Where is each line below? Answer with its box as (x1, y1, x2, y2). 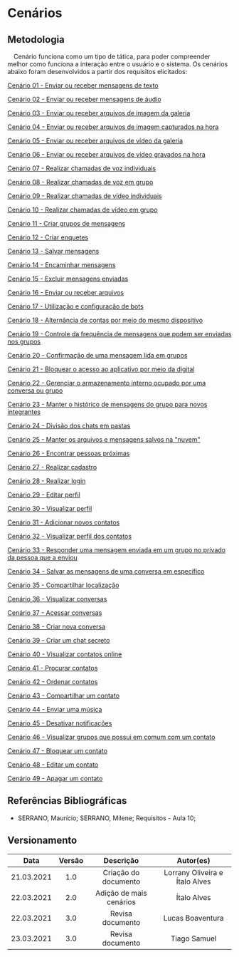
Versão (58, 855, 84, 865)
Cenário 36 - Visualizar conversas (7, 595, 107, 603)
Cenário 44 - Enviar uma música (7, 705, 102, 713)
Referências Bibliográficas (7, 795, 127, 807)
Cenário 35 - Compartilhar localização (7, 581, 119, 589)
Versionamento (7, 834, 78, 847)
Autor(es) (176, 855, 211, 865)
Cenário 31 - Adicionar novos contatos (7, 518, 120, 527)
